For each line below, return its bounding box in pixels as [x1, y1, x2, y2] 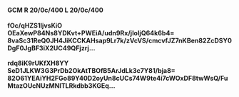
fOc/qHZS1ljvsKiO [7, 21, 63, 30]
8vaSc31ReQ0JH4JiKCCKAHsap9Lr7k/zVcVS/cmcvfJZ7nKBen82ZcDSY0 [7, 36, 232, 45]
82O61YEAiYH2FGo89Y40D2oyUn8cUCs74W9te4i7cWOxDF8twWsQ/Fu [7, 74, 228, 83]
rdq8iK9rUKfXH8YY [7, 59, 69, 67]
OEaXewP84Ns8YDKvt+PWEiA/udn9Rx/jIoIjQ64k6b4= [7, 29, 175, 38]
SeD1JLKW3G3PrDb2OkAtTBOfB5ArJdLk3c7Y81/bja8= [7, 67, 176, 75]
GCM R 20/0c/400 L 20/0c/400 [7, 6, 103, 14]
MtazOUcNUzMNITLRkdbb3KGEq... [7, 81, 116, 90]
